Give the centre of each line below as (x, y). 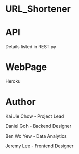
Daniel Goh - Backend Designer (38, 126)
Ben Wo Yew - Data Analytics (36, 136)
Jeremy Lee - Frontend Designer (39, 146)
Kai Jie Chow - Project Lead (35, 116)
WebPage (26, 67)
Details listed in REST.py (31, 47)
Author (20, 102)
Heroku (13, 81)
